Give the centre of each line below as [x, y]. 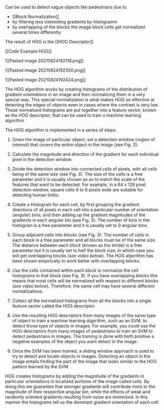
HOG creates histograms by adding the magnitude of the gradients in [75, 376]
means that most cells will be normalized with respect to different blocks [85, 281]
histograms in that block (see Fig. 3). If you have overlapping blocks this [85, 276]
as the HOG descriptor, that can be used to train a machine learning [73, 115]
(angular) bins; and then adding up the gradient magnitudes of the [79, 215]
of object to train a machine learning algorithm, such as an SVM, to [80, 320]
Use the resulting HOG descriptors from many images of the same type [84, 315]
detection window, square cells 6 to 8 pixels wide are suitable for [78, 190]
